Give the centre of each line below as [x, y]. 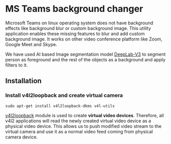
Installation [23, 81]
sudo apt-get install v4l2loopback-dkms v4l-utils [60, 106]
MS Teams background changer [74, 9]
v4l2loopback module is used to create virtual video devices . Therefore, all [85, 115]
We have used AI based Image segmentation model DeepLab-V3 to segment [85, 54]
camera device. [22, 137]
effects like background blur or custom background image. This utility [78, 28]
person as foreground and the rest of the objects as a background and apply [85, 59]
